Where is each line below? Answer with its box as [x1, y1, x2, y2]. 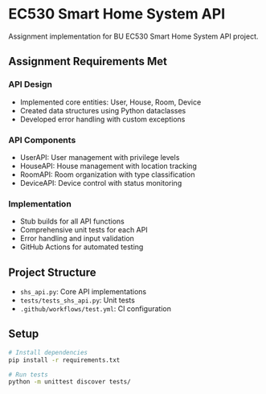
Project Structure [8, 265, 96, 279]
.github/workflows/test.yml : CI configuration [19, 304, 171, 314]
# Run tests [8, 371, 48, 379]
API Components [8, 134, 76, 146]
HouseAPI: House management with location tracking [19, 161, 197, 170]
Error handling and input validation [19, 234, 135, 244]
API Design [8, 79, 52, 90]
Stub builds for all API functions [19, 216, 125, 226]
